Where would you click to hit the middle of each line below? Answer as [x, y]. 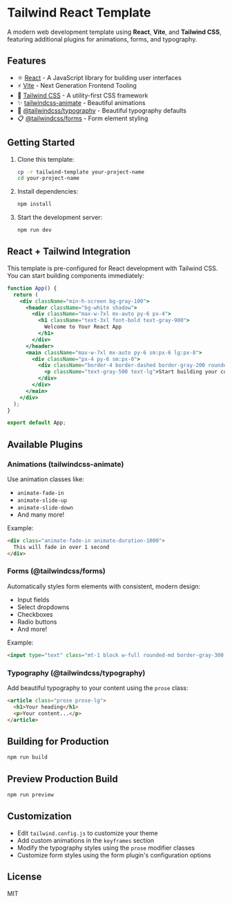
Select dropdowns [43, 607]
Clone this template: [46, 159]
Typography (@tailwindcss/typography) [76, 673]
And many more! [41, 514]
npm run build [28, 757]
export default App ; [37, 423]
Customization [40, 816]
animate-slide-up [42, 500]
